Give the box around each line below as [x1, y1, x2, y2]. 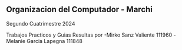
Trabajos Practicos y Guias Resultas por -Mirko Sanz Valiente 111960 [6, 31, 173, 38]
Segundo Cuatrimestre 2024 [6, 20, 75, 27]
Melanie [6, 37, 25, 44]
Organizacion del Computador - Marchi [6, 5, 153, 15]
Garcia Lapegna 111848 [26, 37, 82, 44]
